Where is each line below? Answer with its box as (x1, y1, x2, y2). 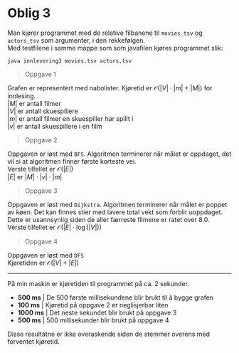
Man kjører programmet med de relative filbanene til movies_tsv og (7, 28, 203, 37)
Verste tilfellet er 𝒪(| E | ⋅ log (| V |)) (7, 223, 102, 231)
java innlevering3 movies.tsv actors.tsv (7, 57, 132, 65)
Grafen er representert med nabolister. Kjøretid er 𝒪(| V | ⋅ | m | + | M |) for (7, 83, 213, 92)
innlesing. (7, 91, 36, 100)
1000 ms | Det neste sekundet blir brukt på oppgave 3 (17, 308, 177, 317)
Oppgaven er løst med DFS (7, 251, 84, 259)
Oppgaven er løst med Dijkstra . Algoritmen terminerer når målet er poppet (7, 200, 228, 209)
